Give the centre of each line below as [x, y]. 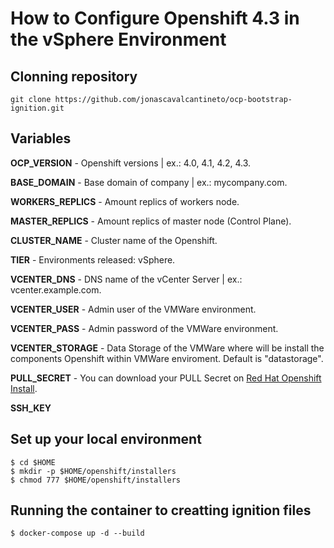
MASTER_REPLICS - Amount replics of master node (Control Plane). [151, 221]
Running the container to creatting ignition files [161, 510]
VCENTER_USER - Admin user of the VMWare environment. [133, 309]
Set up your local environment [106, 439]
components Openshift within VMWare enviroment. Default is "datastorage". [167, 358]
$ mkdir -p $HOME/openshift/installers [93, 471]
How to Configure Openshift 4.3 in [155, 18]
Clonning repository [74, 76]
